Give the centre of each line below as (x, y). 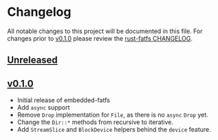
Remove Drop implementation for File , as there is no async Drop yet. (112, 115)
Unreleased (33, 60)
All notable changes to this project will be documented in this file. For (105, 31)
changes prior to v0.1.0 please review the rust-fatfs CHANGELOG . (100, 38)
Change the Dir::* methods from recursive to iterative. (95, 122)
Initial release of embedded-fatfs (63, 100)
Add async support (43, 108)
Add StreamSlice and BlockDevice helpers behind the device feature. (114, 130)
